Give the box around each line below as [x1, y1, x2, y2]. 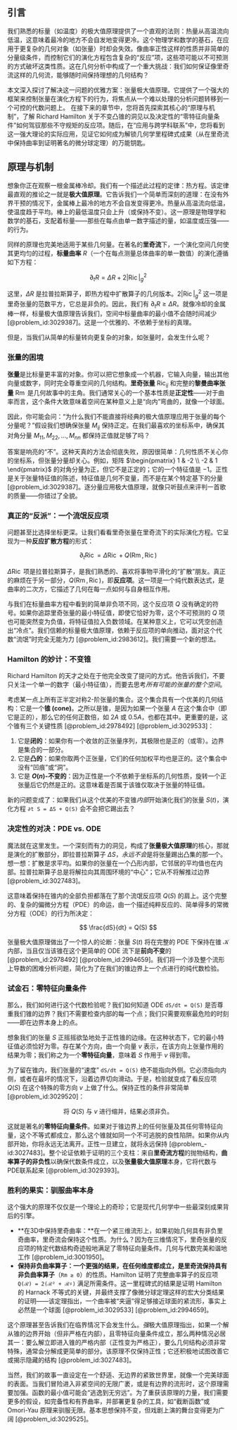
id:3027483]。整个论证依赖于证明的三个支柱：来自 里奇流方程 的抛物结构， [7, 1148, 222, 1157]
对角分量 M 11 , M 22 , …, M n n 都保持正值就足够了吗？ [7, 432, 150, 441]
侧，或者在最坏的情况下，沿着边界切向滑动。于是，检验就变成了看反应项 [7, 1074, 217, 1083]
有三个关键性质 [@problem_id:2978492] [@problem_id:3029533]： [19, 722, 214, 730]
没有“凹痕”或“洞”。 [17, 763, 72, 772]
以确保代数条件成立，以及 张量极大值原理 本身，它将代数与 [50, 1158, 217, 1165]
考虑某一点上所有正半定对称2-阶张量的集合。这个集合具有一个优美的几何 [7, 696, 217, 704]
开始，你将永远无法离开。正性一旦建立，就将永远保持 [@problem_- [13, 1140, 207, 1148]
